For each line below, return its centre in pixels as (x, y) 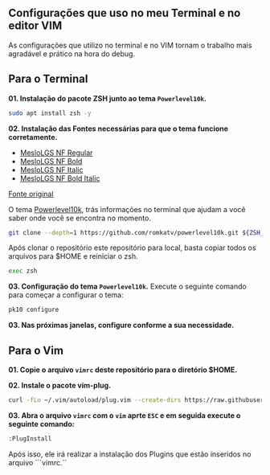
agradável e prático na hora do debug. (72, 53)
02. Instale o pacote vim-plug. (59, 385)
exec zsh (23, 271)
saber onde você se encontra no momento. (80, 218)
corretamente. (33, 137)
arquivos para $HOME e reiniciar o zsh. (73, 256)
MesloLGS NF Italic (51, 170)
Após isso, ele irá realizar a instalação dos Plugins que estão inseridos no (130, 454)
